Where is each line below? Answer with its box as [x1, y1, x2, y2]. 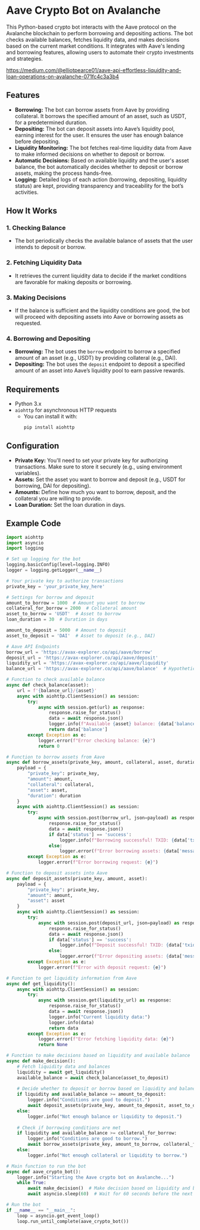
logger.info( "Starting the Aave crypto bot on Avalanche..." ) [17, 1174, 174, 1180]
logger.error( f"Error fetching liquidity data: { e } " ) [37, 1036, 174, 1042]
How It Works [6, 206, 58, 216]
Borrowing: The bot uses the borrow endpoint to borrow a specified [14, 348, 180, 355]
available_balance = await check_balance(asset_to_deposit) [17, 1075, 169, 1081]
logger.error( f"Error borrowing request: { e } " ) [37, 859, 159, 865]
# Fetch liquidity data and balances [17, 1063, 111, 1069]
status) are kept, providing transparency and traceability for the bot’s [14, 182, 184, 189]
